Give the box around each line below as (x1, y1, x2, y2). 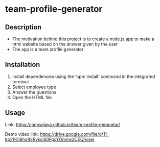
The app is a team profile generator (12, 47, 84, 52)
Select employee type (12, 84, 56, 90)
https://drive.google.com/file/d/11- (40, 131, 109, 137)
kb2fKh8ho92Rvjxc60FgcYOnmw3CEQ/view (5, 136, 94, 142)
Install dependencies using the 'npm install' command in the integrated (12, 73, 155, 79)
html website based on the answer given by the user (12, 41, 118, 47)
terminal (12, 78, 29, 84)
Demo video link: (5, 131, 39, 137)
